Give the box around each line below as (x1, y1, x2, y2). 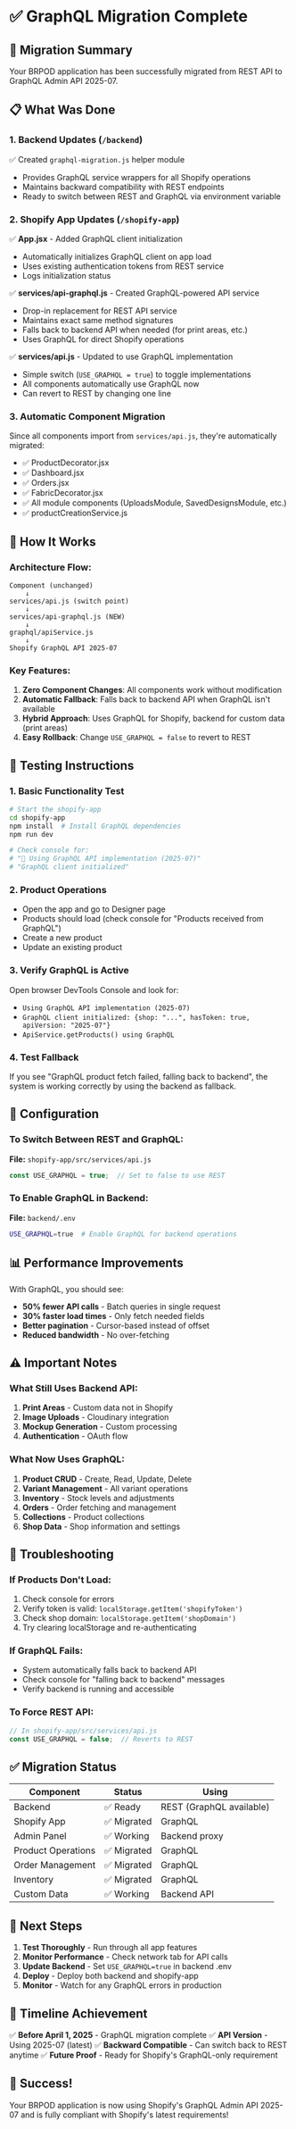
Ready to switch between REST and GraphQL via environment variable (21, 190, 281, 202)
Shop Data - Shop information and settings (21, 1521, 181, 1532)
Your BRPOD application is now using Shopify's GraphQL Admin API (9, 2100, 259, 2110)
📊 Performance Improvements (9, 1256, 185, 1271)
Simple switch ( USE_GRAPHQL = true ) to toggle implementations (21, 369, 251, 380)
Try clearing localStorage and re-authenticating (21, 1623, 197, 1633)
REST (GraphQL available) (160, 1801, 270, 1814)
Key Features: (9, 664, 71, 676)
